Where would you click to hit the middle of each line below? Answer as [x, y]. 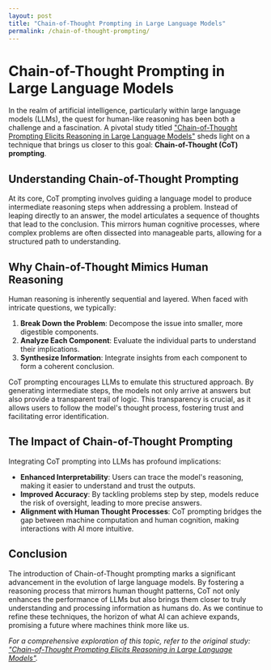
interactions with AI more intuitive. [77, 528]
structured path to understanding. [65, 242]
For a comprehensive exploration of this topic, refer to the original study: [129, 641]
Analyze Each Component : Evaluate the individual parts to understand [138, 340]
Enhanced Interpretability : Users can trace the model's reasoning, [132, 477]
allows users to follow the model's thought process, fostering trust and [126, 407]
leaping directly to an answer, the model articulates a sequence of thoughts [134, 216]
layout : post [30, 16]
